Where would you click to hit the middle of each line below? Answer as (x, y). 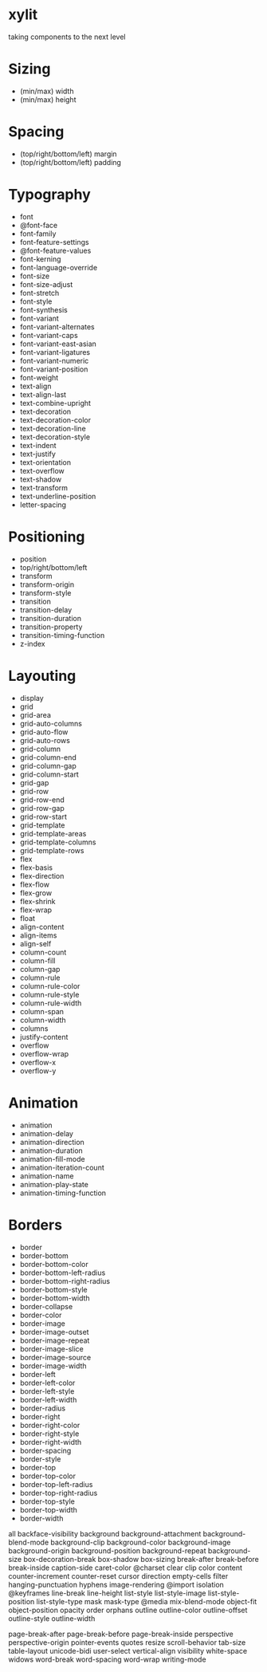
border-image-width (53, 1366)
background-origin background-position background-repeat (107, 1550)
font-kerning (40, 259)
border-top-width (49, 1509)
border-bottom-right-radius (65, 1281)
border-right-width (51, 1442)
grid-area (35, 714)
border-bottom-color (54, 1264)
